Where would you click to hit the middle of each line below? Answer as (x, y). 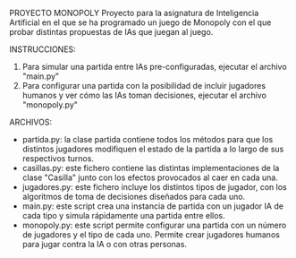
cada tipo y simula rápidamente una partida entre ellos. (123, 215)
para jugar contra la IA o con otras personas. (105, 244)
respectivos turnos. (58, 159)
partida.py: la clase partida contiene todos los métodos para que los (148, 139)
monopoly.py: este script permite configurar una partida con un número (154, 225)
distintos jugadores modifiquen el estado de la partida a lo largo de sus (153, 149)
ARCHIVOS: (30, 122)
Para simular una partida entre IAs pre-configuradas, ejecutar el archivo (155, 67)
